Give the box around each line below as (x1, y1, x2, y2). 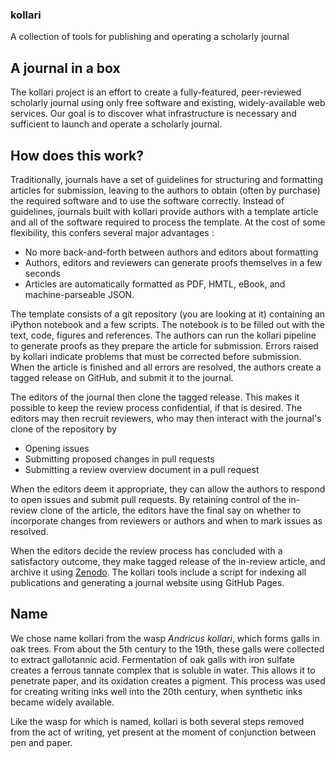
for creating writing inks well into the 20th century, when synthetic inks (10, 685, 303, 697)
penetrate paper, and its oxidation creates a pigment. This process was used (10, 674, 326, 687)
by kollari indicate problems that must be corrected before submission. (10, 350, 302, 362)
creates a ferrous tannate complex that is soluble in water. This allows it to (10, 664, 316, 676)
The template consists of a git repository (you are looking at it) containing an (10, 308, 326, 320)
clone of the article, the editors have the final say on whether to (39, 504, 302, 516)
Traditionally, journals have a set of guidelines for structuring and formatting (10, 173, 324, 185)
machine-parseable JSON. (24, 288, 135, 300)
